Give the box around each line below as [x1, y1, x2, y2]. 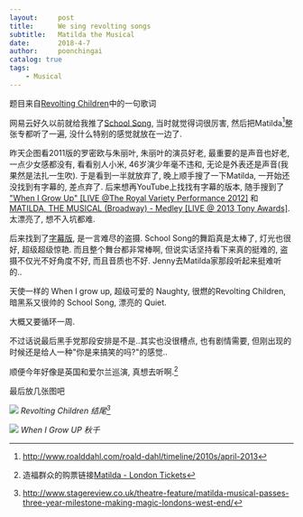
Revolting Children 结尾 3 [20, 403, 111, 416]
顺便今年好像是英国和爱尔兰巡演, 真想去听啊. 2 [9, 365, 179, 377]
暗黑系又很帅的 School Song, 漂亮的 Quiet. [9, 297, 167, 308]
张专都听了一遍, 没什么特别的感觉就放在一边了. [9, 128, 183, 140]
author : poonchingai [9, 47, 103, 56]
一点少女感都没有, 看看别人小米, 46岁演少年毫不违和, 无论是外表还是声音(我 [9, 159, 289, 170]
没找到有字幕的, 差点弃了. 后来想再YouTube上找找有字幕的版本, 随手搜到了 [9, 181, 285, 192]
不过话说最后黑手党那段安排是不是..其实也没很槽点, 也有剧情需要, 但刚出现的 [9, 336, 292, 346]
